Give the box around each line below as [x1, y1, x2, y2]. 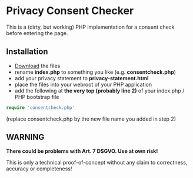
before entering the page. [6, 29, 68, 36]
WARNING [6, 132, 45, 142]
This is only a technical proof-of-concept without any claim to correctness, [6, 159, 188, 166]
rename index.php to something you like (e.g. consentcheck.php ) [14, 69, 177, 76]
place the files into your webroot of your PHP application [14, 81, 152, 88]
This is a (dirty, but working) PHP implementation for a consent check [6, 23, 175, 30]
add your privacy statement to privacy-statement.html [14, 74, 149, 81]
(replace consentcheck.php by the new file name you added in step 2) [6, 115, 177, 122]
